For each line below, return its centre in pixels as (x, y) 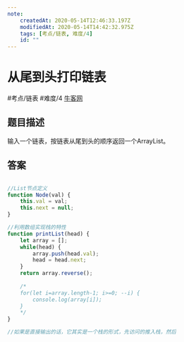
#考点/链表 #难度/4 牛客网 (45, 98)
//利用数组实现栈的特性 (37, 228)
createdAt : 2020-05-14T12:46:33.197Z (75, 20)
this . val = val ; (44, 201)
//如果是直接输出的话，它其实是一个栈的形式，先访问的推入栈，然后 (92, 332)
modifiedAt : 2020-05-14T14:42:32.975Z (77, 27)
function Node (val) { (39, 195)
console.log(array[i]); (67, 300)
